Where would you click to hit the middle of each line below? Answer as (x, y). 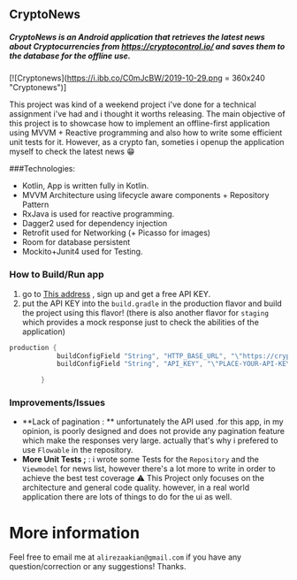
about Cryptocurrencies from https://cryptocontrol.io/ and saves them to (147, 46)
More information (74, 533)
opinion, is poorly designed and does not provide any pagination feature (153, 431)
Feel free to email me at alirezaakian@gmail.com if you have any (125, 557)
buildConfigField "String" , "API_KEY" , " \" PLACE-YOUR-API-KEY (173, 364)
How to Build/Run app (57, 275)
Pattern (35, 205)
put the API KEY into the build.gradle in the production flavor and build (152, 303)
